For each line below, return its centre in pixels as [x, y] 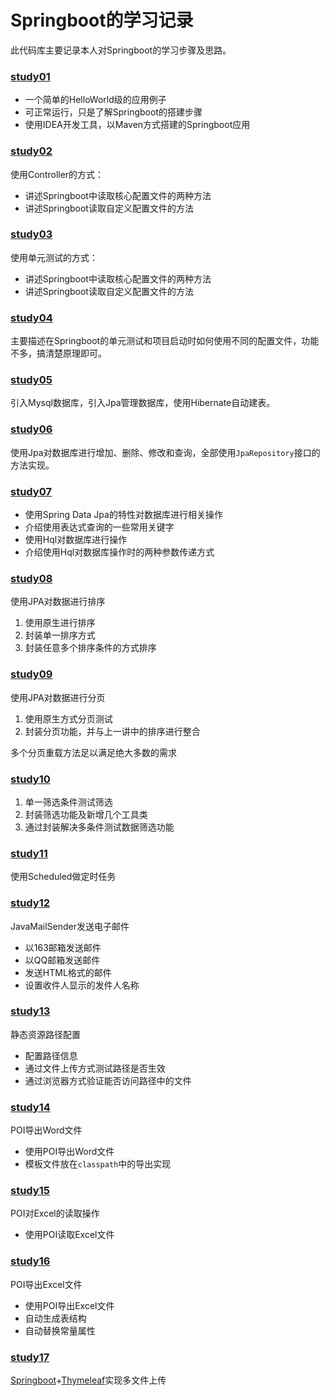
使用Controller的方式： [57, 174]
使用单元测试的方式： [54, 257]
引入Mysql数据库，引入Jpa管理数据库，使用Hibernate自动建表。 [143, 403]
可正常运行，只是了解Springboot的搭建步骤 [113, 112]
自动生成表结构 [55, 1318]
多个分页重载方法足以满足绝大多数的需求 [93, 752]
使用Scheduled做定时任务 [63, 877]
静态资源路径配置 [45, 1034]
